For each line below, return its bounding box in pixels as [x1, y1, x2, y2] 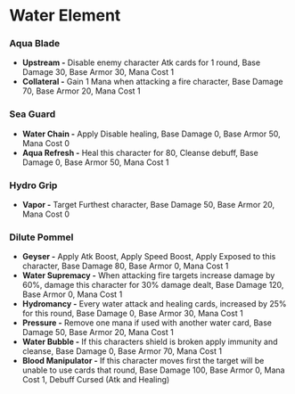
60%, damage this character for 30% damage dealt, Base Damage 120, [21, 280, 284, 291]
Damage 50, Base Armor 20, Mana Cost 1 [21, 327, 174, 338]
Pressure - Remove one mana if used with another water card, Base [21, 317, 273, 328]
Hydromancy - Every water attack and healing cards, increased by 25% [21, 299, 287, 309]
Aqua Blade [9, 37, 61, 50]
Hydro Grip [9, 179, 58, 192]
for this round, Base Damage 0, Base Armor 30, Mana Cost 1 [21, 308, 243, 319]
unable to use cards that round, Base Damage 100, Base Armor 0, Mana [21, 365, 285, 375]
